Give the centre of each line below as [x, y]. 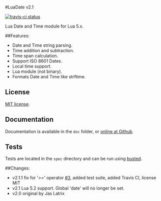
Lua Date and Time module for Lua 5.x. [44, 26]
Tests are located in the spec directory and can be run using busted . [74, 159]
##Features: [17, 36]
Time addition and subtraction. [43, 50]
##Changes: [18, 168]
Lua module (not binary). [37, 71]
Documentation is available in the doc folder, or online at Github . [69, 131]
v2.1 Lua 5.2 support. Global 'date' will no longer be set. [68, 188]
